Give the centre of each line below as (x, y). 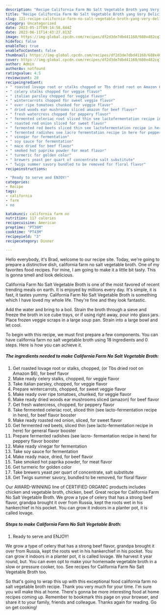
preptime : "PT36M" (24, 228)
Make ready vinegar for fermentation (50, 446)
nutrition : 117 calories (31, 218)
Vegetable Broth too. (26, 572)
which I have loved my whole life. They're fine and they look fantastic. (76, 300)
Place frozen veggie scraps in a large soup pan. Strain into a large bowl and (82, 320)
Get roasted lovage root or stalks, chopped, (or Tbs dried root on (78, 368)
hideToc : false (21, 42)
